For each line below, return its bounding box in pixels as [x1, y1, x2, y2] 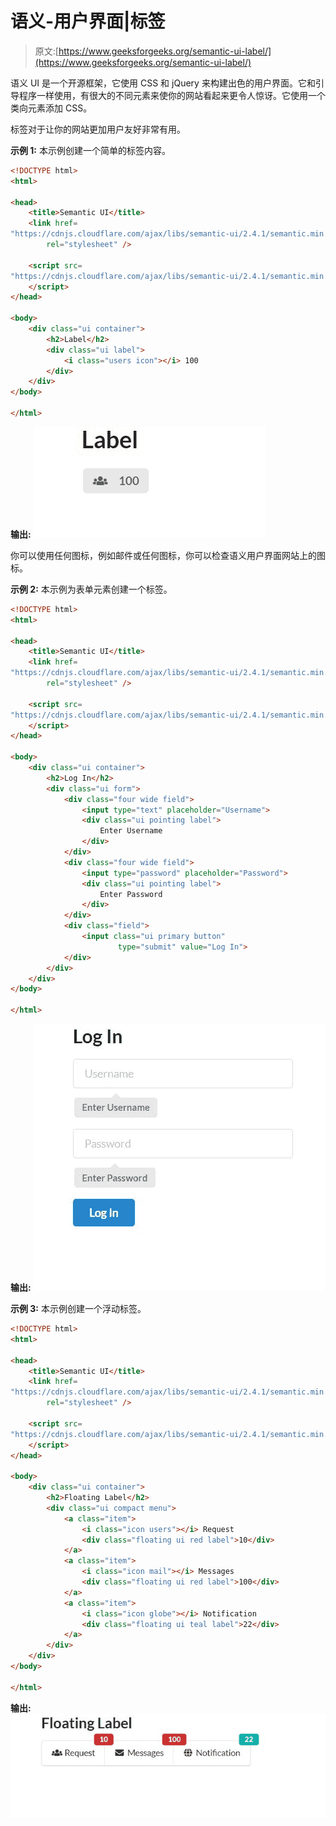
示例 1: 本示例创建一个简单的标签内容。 [10, 144, 171, 156]
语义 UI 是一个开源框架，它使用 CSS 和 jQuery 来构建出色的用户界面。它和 [10, 77, 316, 89]
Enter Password [99, 889, 163, 899]
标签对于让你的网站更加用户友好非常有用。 [10, 123, 186, 135]
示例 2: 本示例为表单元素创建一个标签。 [10, 583, 173, 595]
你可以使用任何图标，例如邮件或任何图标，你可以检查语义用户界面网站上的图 [10, 549, 326, 561]
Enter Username [99, 826, 163, 836]
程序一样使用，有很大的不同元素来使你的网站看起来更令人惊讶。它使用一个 [18, 89, 326, 101]
